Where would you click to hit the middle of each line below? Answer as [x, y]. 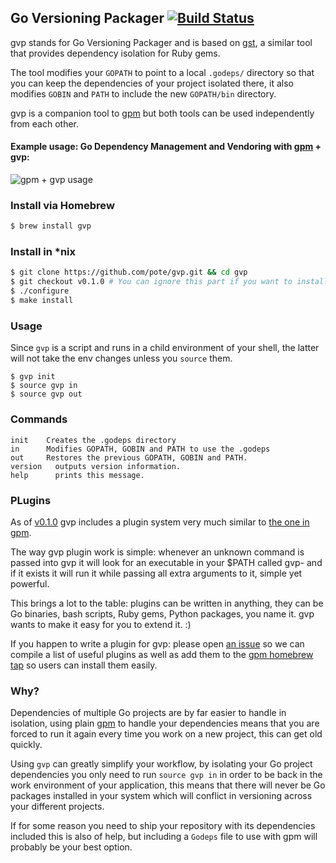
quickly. [26, 745]
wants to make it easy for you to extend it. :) [101, 624]
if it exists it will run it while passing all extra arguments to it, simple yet [156, 573]
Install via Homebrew [62, 205]
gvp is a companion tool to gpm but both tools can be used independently [162, 113]
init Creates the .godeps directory [93, 440]
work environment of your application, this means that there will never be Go [168, 785]
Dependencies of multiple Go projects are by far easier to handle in [148, 713]
